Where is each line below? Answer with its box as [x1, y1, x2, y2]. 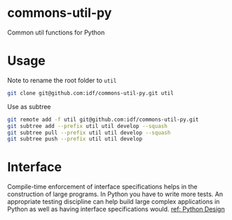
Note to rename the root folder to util [7, 76, 117, 84]
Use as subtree [7, 102, 51, 110]
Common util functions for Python [7, 28, 105, 37]
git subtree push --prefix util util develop [7, 136, 142, 143]
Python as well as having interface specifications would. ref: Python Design [7, 205, 226, 214]
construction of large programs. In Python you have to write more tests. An [7, 190, 223, 198]
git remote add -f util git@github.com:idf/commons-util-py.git [7, 116, 199, 123]
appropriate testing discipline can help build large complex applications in [7, 198, 220, 206]
